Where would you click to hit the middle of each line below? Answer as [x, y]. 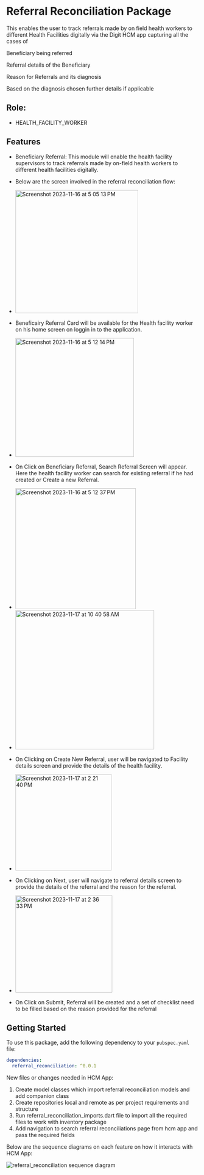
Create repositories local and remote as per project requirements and [102, 1103]
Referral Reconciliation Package [89, 11]
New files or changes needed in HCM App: [60, 1078]
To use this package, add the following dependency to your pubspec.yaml [98, 1043]
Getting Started [36, 1028]
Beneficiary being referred [40, 53]
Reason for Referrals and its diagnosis [54, 76]
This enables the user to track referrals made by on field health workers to [100, 28]
